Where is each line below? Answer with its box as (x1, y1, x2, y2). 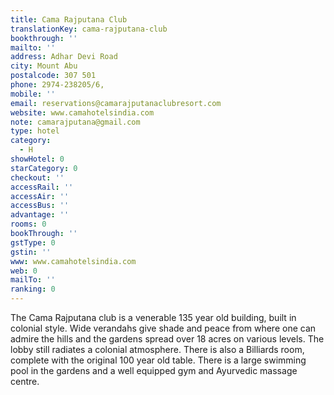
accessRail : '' (10, 182, 74, 192)
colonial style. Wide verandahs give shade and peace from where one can (10, 322, 317, 334)
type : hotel (10, 126, 60, 136)
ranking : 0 (10, 284, 56, 295)
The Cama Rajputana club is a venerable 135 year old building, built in (10, 312, 297, 323)
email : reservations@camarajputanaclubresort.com (10, 98, 222, 108)
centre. (10, 376, 40, 387)
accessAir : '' (10, 191, 70, 201)
